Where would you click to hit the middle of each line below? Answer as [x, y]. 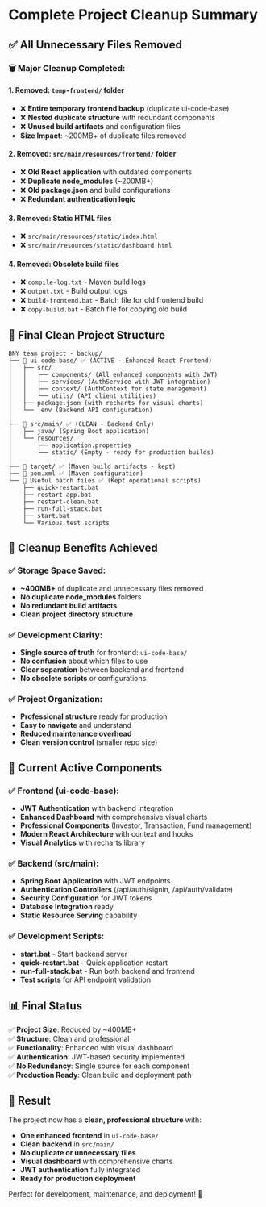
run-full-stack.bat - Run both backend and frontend [107, 971]
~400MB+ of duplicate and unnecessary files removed [112, 588]
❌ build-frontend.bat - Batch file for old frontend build [112, 300]
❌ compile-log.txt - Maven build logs [83, 282]
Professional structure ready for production [94, 716]
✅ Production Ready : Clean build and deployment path [100, 1075]
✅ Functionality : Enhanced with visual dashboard [91, 1047]
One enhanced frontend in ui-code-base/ [89, 1136]
